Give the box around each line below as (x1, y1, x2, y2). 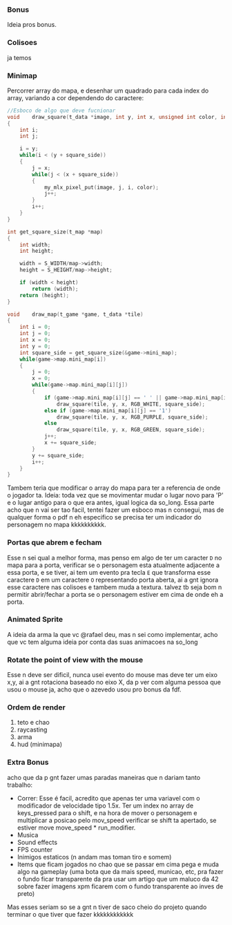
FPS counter (17, 845, 53, 854)
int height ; (19, 247, 54, 255)
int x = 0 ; (19, 336, 51, 343)
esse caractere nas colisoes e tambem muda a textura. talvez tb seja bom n (7, 582, 222, 591)
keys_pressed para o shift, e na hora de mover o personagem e (17, 808, 197, 817)
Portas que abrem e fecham (7, 537, 102, 547)
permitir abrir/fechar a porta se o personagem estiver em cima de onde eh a (7, 590, 224, 598)
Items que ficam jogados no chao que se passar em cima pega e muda (17, 860, 220, 868)
